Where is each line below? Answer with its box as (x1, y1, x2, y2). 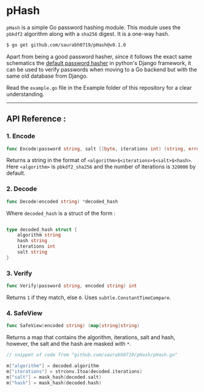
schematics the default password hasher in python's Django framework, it (6, 59, 191, 67)
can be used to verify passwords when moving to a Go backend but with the (6, 66, 197, 73)
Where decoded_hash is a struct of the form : (6, 209, 116, 217)
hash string (17, 238, 47, 244)
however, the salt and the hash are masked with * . (6, 340, 132, 348)
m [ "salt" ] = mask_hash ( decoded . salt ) (6, 374, 102, 380)
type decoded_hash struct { (6, 226, 78, 232)
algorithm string (17, 232, 61, 238)
